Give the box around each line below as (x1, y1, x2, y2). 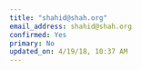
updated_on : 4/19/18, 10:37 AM (9, 47, 128, 56)
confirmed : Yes (9, 30, 67, 39)
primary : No (9, 38, 55, 48)
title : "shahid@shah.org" (9, 13, 107, 23)
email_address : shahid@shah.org (9, 22, 132, 31)
